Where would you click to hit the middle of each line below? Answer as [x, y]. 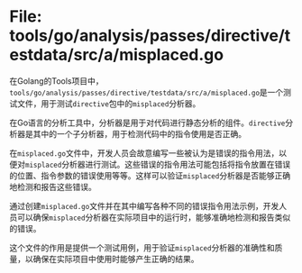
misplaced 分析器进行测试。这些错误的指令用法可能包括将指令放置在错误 [158, 164]
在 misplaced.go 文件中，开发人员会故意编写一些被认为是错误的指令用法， [144, 153]
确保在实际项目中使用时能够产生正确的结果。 [116, 259]
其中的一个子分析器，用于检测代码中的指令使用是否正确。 [139, 133]
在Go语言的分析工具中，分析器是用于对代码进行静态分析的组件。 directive [147, 123]
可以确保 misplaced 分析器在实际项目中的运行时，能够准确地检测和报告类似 [154, 217]
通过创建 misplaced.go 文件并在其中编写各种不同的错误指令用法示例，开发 [144, 205]
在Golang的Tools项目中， [56, 81]
